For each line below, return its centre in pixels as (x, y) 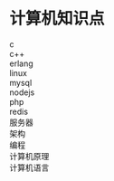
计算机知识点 (57, 19)
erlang (21, 63)
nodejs (22, 92)
